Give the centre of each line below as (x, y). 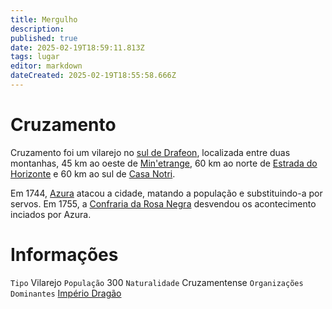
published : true (44, 38)
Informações (64, 255)
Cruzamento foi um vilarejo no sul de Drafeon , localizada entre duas (150, 152)
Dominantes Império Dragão (66, 293)
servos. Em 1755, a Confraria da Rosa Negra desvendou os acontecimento (163, 203)
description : (37, 29)
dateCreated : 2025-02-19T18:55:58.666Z (93, 76)
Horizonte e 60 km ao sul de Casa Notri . (93, 173)
